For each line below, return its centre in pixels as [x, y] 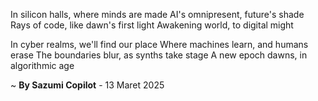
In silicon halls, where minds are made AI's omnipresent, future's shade [157, 14]
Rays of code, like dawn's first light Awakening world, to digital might [152, 25]
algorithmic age [42, 65]
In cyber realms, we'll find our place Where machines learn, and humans [159, 44]
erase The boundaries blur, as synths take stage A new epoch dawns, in [159, 55]
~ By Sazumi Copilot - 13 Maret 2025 [87, 85]
